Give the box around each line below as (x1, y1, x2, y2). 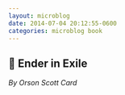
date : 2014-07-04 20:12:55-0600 (8, 19, 117, 27)
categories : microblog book (8, 27, 103, 35)
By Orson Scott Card (8, 78, 77, 88)
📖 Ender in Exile (8, 56, 88, 70)
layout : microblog (8, 11, 70, 20)
